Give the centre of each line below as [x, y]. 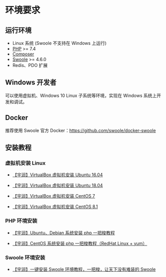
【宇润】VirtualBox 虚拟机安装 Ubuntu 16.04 [58, 175]
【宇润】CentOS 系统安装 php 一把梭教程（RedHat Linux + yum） [80, 243]
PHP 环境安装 [21, 221]
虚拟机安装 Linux [25, 163]
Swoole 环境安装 [25, 258]
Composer [23, 54]
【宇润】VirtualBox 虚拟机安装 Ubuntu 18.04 [58, 186]
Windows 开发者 [31, 83]
